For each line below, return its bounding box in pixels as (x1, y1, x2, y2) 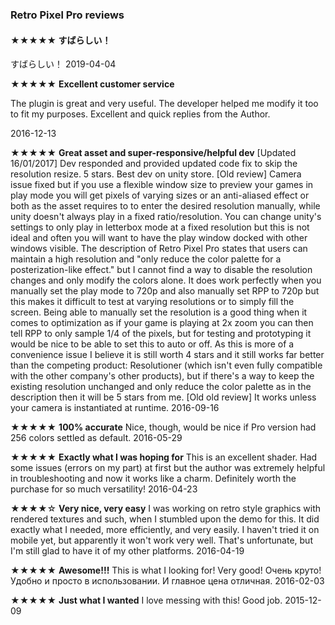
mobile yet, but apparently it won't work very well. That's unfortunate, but (10, 534, 313, 547)
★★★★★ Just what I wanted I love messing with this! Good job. (10, 594, 283, 607)
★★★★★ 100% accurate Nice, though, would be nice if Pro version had (10, 421, 317, 433)
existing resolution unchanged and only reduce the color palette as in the (10, 381, 312, 393)
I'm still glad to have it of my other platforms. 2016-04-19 (10, 545, 245, 557)
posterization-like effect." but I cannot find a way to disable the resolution (10, 264, 313, 276)
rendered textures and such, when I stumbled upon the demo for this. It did (10, 513, 320, 525)
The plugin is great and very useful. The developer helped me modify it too (10, 98, 319, 110)
